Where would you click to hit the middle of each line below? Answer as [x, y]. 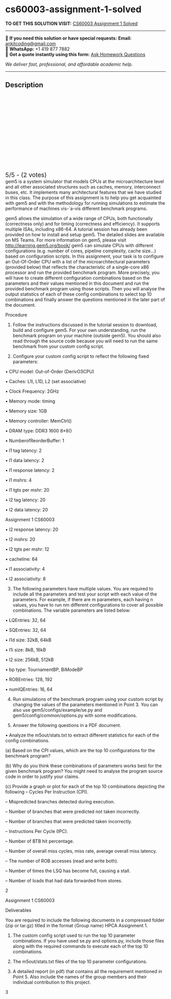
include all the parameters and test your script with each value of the [85, 594]
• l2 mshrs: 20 [20, 539]
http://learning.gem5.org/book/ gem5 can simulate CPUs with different [79, 245]
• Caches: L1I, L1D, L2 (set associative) [46, 381]
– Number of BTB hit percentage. [40, 841]
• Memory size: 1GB [26, 411]
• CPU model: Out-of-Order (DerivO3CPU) [50, 371]
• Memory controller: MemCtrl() [39, 421]
